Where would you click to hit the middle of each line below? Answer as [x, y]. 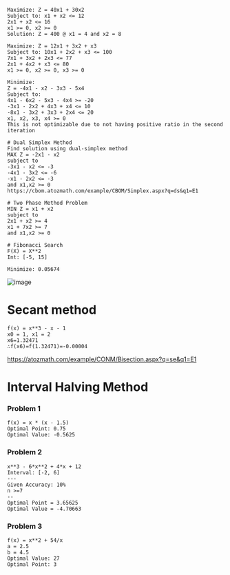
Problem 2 [25, 452]
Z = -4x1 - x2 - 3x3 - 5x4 [46, 88]
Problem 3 [25, 526]
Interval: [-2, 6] [33, 472]
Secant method [52, 310]
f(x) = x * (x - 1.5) [38, 423]
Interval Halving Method [78, 387]
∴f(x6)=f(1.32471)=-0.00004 [48, 346]
